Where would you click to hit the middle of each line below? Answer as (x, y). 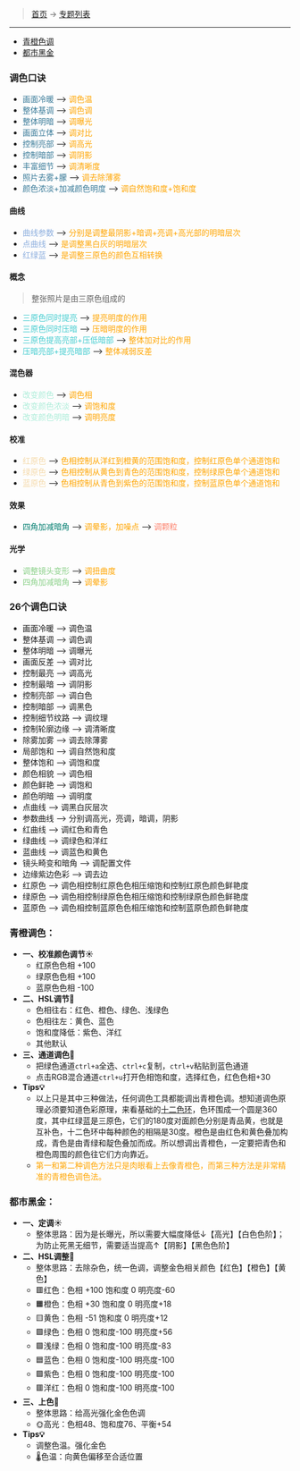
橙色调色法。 (83, 1177)
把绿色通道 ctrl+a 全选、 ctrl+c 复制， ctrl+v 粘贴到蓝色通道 (142, 1066)
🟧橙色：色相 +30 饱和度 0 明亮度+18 (104, 1304)
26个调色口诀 (38, 607)
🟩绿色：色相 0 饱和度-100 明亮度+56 (104, 1332)
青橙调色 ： (32, 933)
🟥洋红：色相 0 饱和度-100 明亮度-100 (105, 1388)
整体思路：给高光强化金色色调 (90, 1413)
